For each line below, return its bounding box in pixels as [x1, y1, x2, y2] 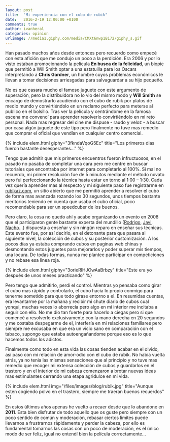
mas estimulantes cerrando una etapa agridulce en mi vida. [5, 373, 129, 379]
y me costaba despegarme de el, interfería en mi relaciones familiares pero [5, 320, 162, 326]
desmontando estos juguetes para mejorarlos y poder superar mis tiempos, [5, 246, 163, 252]
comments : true [5, 21, 38, 27]
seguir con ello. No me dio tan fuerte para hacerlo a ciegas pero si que [5, 309, 153, 315]
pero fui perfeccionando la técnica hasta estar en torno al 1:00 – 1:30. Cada [5, 177, 162, 183]
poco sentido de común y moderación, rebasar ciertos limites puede [5, 415, 148, 421]
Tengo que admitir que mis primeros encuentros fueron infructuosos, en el [5, 155, 161, 161]
